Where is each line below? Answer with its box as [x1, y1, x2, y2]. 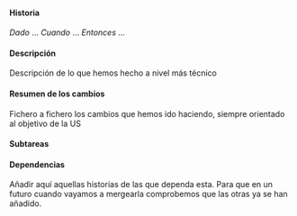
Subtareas [9, 139, 49, 149]
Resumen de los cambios [9, 88, 105, 99]
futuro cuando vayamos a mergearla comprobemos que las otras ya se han [9, 189, 288, 200]
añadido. [9, 198, 42, 209]
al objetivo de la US [9, 118, 81, 129]
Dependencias [9, 158, 66, 170]
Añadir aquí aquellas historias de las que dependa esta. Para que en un [9, 179, 273, 190]
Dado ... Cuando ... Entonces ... [9, 27, 126, 38]
